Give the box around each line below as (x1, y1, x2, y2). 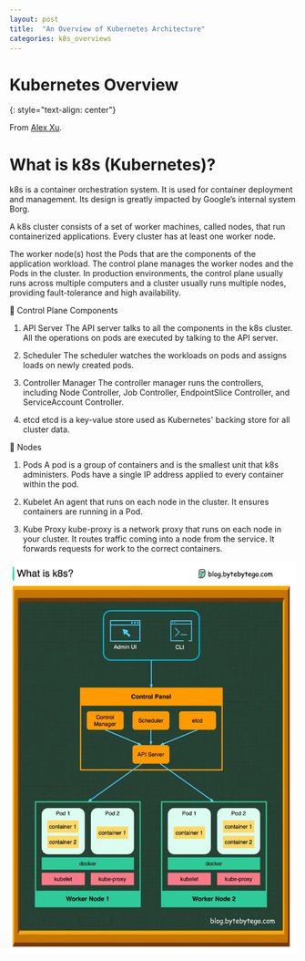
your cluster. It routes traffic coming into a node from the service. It (22, 533, 275, 544)
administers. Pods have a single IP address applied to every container (22, 470, 284, 480)
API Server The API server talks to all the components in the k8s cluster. (22, 323, 293, 334)
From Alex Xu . (9, 122, 62, 133)
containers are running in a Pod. (22, 506, 143, 517)
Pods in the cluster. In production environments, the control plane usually (9, 268, 284, 279)
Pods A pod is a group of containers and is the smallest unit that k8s (22, 460, 280, 470)
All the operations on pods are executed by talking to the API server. (22, 333, 279, 344)
